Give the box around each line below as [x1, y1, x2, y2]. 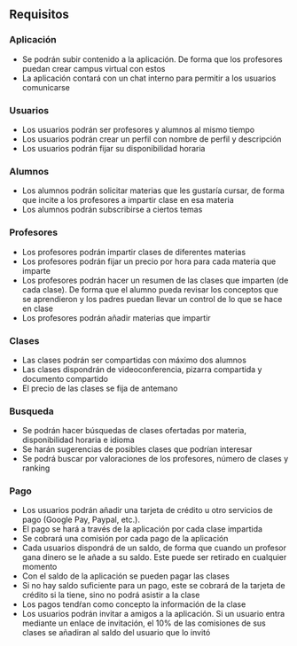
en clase [21, 303, 53, 314]
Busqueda [9, 405, 55, 417]
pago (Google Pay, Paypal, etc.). [21, 514, 140, 525]
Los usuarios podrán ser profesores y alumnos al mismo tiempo [21, 124, 255, 135]
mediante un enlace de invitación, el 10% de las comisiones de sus [21, 618, 266, 628]
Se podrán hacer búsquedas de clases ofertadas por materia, [21, 425, 246, 436]
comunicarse [21, 82, 71, 92]
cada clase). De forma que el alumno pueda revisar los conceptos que [21, 284, 279, 295]
